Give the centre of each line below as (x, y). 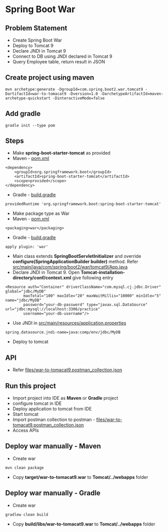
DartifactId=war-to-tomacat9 (36, 94)
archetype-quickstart (28, 98)
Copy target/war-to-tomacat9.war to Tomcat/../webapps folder (80, 477)
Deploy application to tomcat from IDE (52, 409)
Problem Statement (36, 28)
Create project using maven (50, 78)
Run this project (31, 386)
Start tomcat (25, 414)
